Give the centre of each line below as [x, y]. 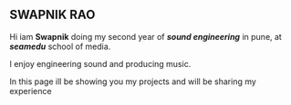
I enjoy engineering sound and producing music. [100, 63]
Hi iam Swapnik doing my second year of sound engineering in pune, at [146, 36]
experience [31, 91]
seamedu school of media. [60, 46]
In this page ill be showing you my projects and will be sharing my [133, 81]
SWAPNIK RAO [52, 15]
